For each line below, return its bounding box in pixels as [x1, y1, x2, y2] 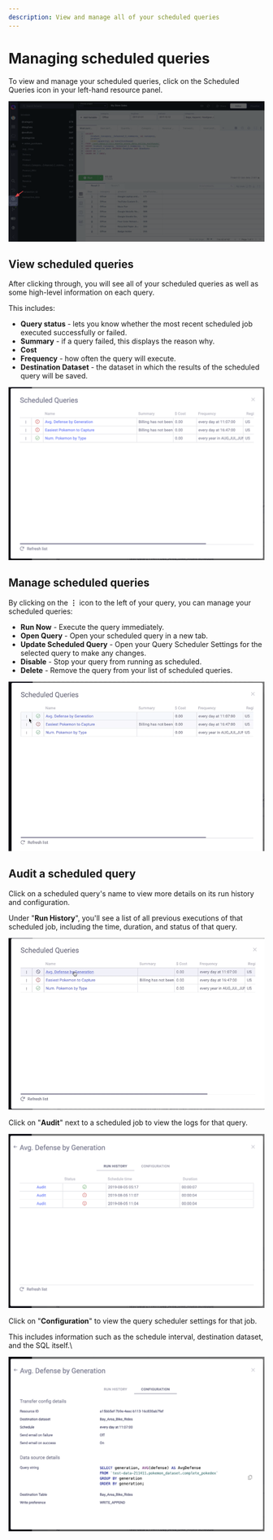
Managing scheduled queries [8, 49, 210, 68]
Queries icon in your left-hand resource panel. [8, 85, 163, 94]
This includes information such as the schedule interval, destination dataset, [8, 1332, 264, 1342]
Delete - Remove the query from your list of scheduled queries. [19, 665, 233, 675]
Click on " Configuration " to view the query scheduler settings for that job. [8, 1316, 258, 1326]
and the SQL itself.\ [8, 1341, 73, 1350]
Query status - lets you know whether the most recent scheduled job [19, 319, 253, 329]
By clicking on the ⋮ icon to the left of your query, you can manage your [8, 597, 252, 607]
